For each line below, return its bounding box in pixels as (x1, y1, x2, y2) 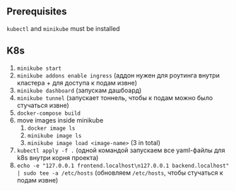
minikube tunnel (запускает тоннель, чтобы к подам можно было (16, 93, 213, 101)
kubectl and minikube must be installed (6, 24, 121, 32)
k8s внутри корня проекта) (16, 153, 99, 161)
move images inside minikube (16, 116, 104, 124)
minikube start (16, 65, 62, 72)
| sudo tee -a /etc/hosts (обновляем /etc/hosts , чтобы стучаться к (16, 168, 223, 177)
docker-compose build (16, 109, 81, 117)
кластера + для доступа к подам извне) (16, 78, 138, 87)
